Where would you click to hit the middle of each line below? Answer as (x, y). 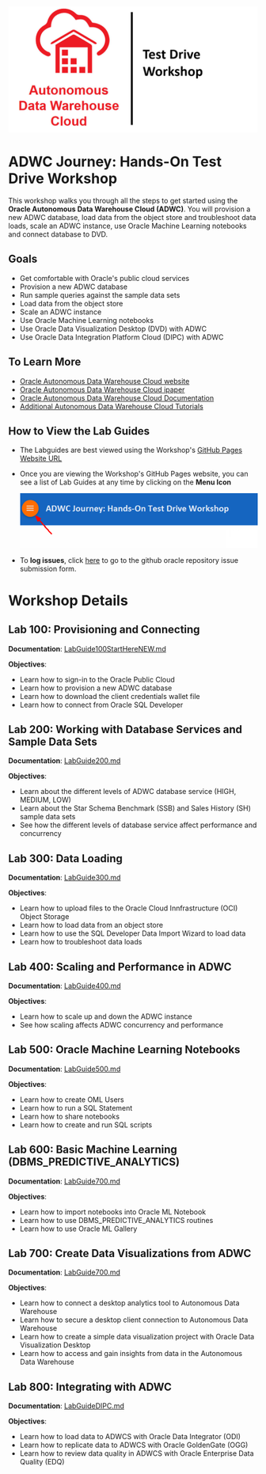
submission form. (48, 568)
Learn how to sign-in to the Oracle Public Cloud (97, 679)
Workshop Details (68, 600)
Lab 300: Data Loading (65, 859)
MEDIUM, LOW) (45, 800)
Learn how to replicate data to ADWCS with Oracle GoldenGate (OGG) (134, 1445)
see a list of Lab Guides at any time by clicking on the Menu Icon (125, 482)
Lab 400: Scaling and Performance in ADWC (120, 967)
